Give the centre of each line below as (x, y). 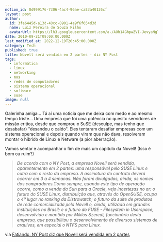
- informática (24, 64)
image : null (17, 100)
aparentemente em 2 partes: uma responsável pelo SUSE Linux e (82, 168)
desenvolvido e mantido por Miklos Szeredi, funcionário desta (79, 215)
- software (20, 91)
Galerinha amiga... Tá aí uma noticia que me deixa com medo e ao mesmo (79, 113)
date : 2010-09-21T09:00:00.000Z (38, 37)
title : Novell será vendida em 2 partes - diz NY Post (62, 55)
